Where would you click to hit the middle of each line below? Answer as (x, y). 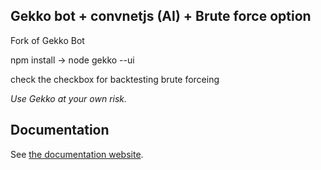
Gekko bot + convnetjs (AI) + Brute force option (161, 16)
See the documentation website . (77, 154)
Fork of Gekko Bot (47, 40)
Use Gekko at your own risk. (69, 98)
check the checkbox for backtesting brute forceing (115, 79)
